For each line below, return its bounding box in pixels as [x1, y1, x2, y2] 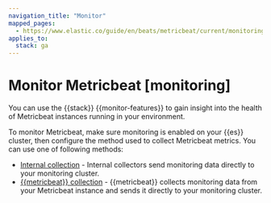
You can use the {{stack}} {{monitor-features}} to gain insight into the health [8, 103, 262, 113]
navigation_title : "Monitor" [8, 11, 106, 20]
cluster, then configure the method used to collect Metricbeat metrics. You [8, 136, 256, 146]
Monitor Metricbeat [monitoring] [8, 77, 231, 95]
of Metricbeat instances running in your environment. [8, 112, 186, 122]
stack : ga [15, 42, 48, 50]
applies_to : [8, 34, 48, 43]
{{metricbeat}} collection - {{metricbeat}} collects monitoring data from [19, 177, 258, 187]
